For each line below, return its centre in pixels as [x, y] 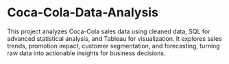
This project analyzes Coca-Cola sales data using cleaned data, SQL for [109, 31]
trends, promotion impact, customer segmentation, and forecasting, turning [114, 46]
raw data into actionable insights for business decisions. [86, 53]
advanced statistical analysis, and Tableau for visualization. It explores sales [115, 38]
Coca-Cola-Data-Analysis [83, 13]
